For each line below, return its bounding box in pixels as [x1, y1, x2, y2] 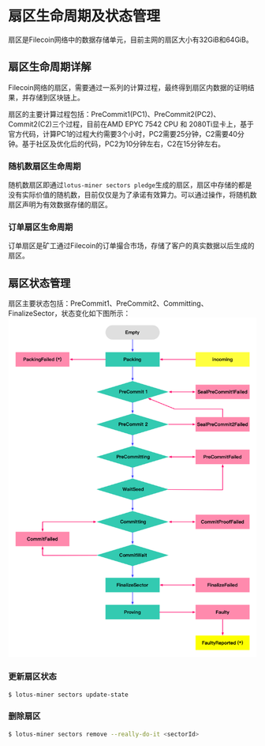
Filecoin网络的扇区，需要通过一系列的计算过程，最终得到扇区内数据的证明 [8, 82, 248, 92]
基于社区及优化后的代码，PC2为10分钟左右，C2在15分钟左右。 [21, 139, 225, 149]
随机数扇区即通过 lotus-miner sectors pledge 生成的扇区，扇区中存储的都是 [8, 180, 252, 190]
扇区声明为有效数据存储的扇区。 [8, 200, 112, 209]
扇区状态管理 [8, 276, 71, 289]
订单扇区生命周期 [8, 221, 73, 232]
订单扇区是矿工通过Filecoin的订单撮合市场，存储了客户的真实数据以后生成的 [8, 241, 255, 251]
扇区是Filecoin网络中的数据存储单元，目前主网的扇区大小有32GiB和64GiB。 [8, 35, 254, 44]
